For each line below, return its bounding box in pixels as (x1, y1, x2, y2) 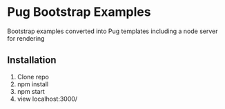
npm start (17, 87, 45, 95)
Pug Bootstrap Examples (7, 4, 151, 20)
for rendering (7, 34, 45, 42)
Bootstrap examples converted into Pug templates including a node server (7, 27, 218, 35)
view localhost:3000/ (17, 95, 78, 103)
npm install (17, 80, 49, 88)
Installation (7, 54, 57, 66)
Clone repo (17, 72, 50, 81)
